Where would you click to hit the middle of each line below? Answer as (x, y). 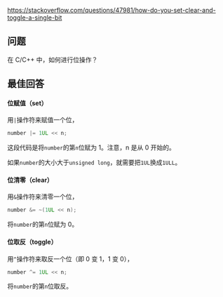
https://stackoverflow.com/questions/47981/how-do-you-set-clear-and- (111, 10)
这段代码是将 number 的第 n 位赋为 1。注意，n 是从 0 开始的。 (91, 147)
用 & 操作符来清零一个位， (43, 197)
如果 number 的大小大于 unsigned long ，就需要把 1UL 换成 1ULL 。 (94, 163)
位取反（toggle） (32, 242)
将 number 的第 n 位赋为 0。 (43, 225)
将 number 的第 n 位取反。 (40, 286)
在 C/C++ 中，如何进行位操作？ (53, 60)
